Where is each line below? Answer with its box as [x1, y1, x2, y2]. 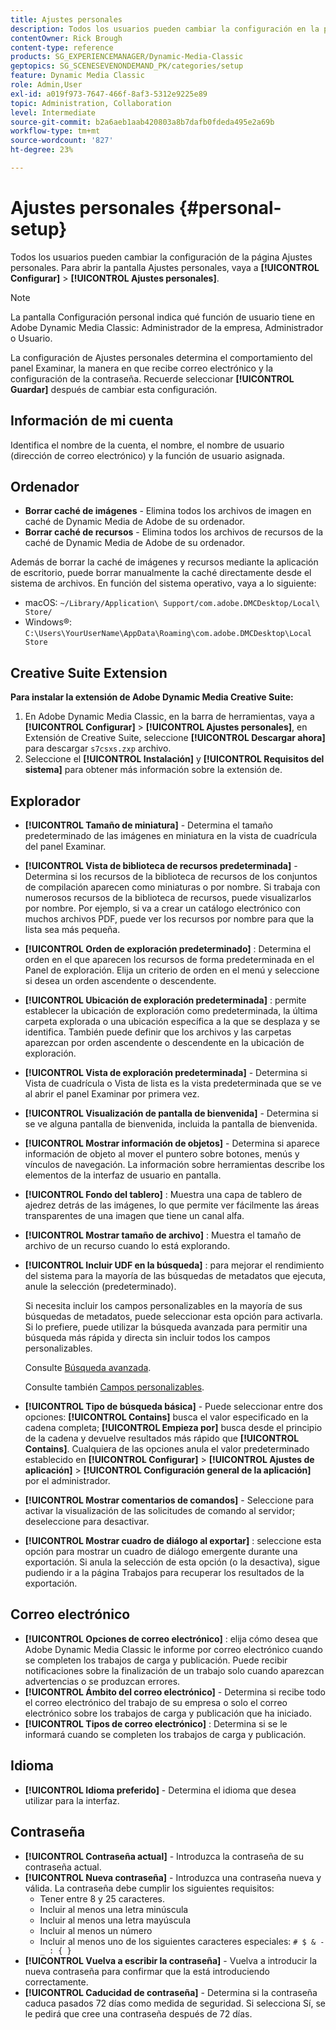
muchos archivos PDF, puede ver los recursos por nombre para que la [24, 913, 315, 925]
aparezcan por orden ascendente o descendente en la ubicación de [24, 1037, 305, 1049]
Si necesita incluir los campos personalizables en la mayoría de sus [24, 1300, 303, 1312]
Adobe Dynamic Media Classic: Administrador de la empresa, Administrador [10, 321, 324, 333]
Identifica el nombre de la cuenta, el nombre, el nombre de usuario [10, 439, 285, 451]
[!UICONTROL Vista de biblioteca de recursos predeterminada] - [24, 860, 298, 872]
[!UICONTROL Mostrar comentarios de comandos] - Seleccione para [24, 1494, 315, 1506]
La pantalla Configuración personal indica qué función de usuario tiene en [10, 311, 316, 323]
